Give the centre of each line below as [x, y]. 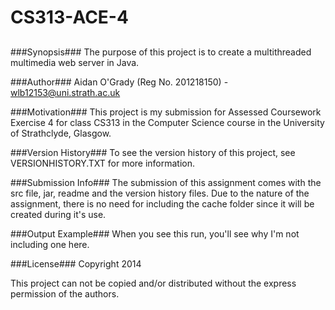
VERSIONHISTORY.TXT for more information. [103, 163]
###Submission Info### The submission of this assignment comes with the [166, 182]
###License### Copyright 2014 [76, 263]
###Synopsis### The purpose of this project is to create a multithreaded [161, 52]
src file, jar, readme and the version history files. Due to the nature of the [160, 193]
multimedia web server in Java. [75, 62]
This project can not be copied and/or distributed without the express [153, 283]
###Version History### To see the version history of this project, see [153, 152]
